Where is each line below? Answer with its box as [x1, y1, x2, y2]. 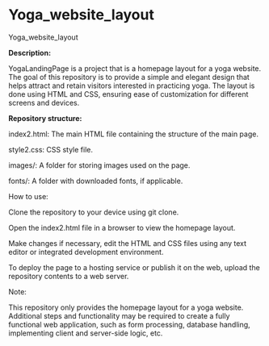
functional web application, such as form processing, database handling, [8, 319, 250, 329]
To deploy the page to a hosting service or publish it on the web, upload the [8, 262, 260, 272]
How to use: [8, 191, 48, 201]
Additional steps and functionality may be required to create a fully [8, 311, 230, 320]
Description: [8, 48, 51, 57]
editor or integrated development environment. [8, 247, 164, 256]
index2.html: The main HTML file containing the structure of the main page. [8, 129, 258, 139]
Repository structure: [8, 113, 82, 123]
